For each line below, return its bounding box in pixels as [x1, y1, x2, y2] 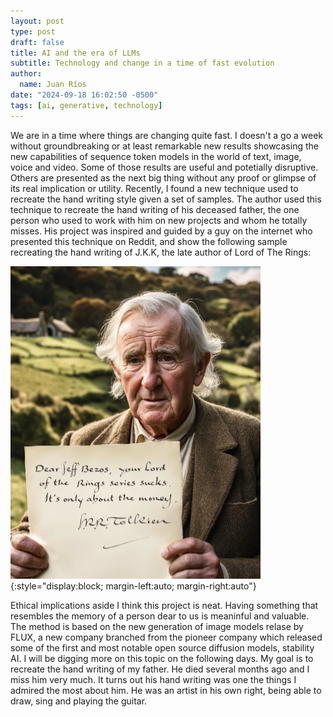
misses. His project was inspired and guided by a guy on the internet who [10, 225, 313, 237]
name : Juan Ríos [19, 80, 87, 90]
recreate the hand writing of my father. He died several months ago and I [10, 663, 310, 675]
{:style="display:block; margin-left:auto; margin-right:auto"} [10, 580, 257, 592]
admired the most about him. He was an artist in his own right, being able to [10, 684, 322, 696]
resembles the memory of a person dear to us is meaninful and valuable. [10, 610, 310, 622]
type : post [10, 26, 56, 37]
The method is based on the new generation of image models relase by [10, 620, 304, 632]
